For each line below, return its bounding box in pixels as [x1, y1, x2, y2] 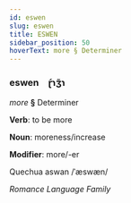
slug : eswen [9, 21, 54, 30]
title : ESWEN [9, 30, 58, 38]
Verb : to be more [9, 114, 73, 125]
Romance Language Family [9, 184, 111, 195]
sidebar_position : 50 [9, 38, 91, 47]
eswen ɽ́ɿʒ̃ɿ [9, 77, 65, 89]
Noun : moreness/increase [9, 131, 106, 143]
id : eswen [9, 13, 47, 22]
